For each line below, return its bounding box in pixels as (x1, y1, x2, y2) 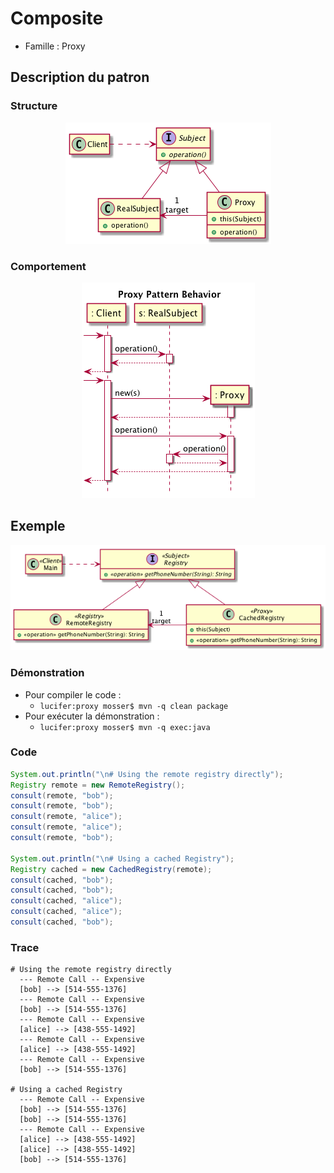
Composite (10, 7, 104, 30)
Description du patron (10, 69, 150, 86)
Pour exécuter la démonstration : (24, 710, 160, 722)
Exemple (10, 518, 66, 535)
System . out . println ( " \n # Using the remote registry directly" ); (10, 769, 284, 779)
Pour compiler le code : (24, 688, 122, 701)
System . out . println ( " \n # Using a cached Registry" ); (10, 853, 235, 864)
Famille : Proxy (24, 40, 86, 52)
